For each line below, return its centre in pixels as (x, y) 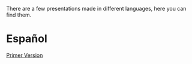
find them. (19, 15)
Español (27, 39)
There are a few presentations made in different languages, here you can (96, 9)
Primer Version (25, 55)
